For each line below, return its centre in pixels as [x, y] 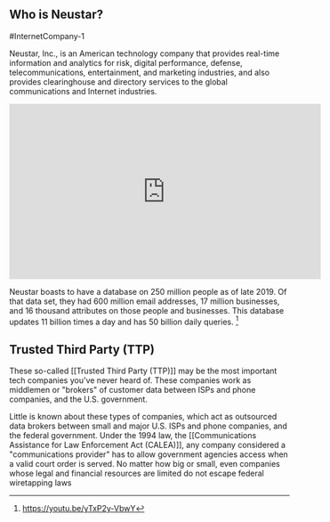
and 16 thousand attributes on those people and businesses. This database [147, 310]
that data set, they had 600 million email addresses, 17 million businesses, [145, 301]
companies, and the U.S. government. [79, 399]
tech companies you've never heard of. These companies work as [130, 380]
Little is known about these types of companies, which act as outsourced [143, 417]
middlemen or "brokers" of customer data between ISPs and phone [133, 390]
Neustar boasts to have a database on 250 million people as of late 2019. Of [148, 291]
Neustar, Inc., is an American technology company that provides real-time [145, 53]
